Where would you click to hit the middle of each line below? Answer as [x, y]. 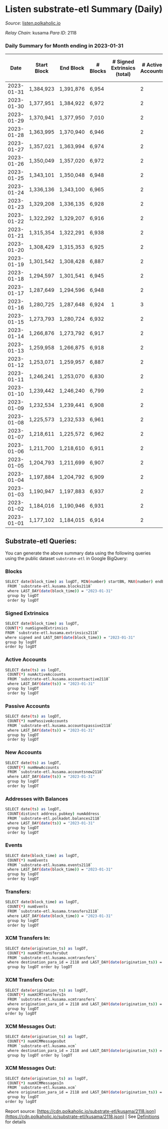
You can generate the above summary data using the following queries [78, 553]
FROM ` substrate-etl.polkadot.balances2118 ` [54, 818]
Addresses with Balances [37, 798]
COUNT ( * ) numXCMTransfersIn [36, 995]
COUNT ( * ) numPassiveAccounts [38, 721]
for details [15, 1121]
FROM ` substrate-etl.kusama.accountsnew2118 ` [55, 772]
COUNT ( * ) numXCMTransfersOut [38, 953]
